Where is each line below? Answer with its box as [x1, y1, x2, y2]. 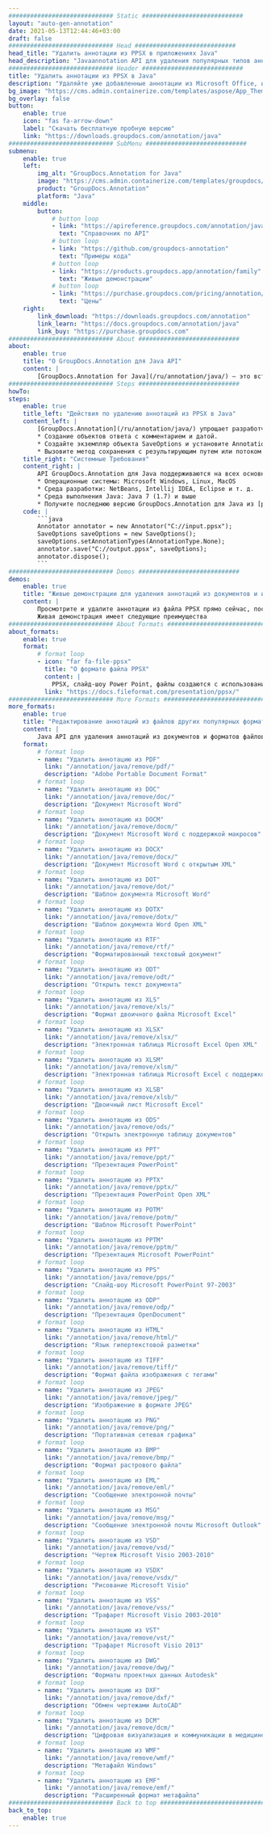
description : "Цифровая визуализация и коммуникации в [44, 1732, 232, 1740]
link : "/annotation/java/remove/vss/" [44, 1604, 175, 1612]
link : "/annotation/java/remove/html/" [44, 1333, 179, 1342]
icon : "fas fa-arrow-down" [23, 117, 114, 125]
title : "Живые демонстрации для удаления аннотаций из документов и [23, 590, 258, 598]
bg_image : [8, 86, 42, 95]
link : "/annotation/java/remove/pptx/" [44, 1183, 179, 1191]
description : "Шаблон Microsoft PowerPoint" [44, 1220, 197, 1228]
